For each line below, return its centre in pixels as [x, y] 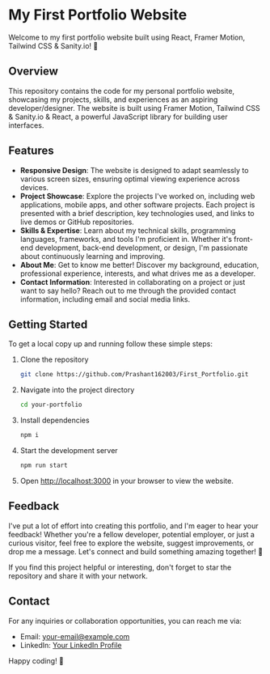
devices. [34, 187]
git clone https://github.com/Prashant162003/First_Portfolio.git [134, 375]
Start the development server [69, 450]
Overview [34, 72]
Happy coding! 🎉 [36, 660]
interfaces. [26, 125]
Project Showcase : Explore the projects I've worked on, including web [137, 196]
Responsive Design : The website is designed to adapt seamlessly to [134, 170]
